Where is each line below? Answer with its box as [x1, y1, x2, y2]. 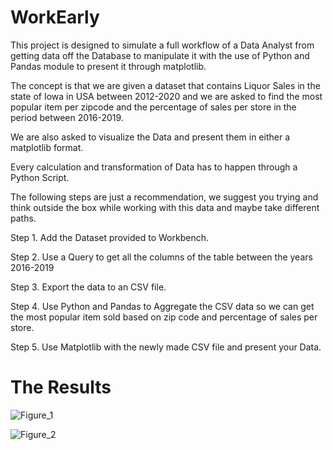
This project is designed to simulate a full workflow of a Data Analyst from [10, 39, 315, 51]
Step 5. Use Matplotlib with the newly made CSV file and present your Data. [10, 341, 322, 353]
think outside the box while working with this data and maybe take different [10, 201, 320, 213]
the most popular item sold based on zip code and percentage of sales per [10, 311, 318, 323]
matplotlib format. [10, 141, 84, 153]
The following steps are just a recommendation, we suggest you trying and [10, 191, 319, 203]
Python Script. [10, 171, 70, 183]
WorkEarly [10, 6, 100, 29]
